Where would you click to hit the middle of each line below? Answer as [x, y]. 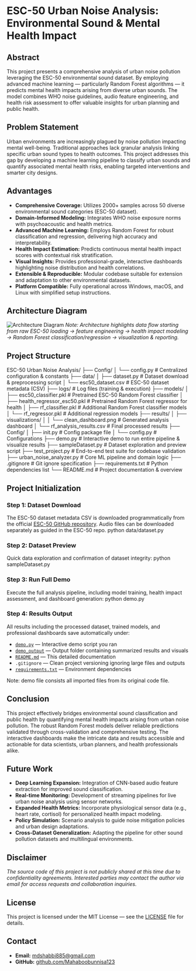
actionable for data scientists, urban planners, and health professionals [92, 744]
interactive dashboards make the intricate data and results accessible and [96, 738]
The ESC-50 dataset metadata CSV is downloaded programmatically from [96, 517]
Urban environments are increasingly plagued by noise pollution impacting [96, 141]
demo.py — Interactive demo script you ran [66, 644]
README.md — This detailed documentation [65, 657]
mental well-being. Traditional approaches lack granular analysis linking [93, 147]
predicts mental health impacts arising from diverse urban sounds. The [92, 90]
